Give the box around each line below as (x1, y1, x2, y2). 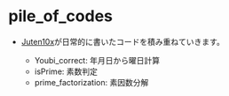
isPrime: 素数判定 (34, 66, 99, 77)
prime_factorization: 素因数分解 (34, 77, 149, 87)
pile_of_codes (8, 6, 113, 26)
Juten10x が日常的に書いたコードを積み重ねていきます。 (20, 36, 225, 47)
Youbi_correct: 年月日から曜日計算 (34, 55, 161, 65)
